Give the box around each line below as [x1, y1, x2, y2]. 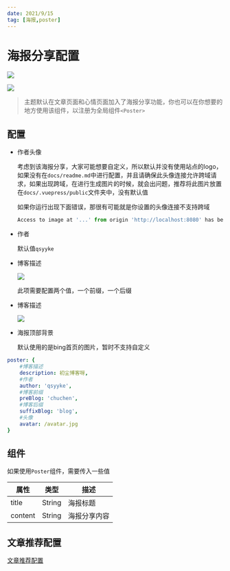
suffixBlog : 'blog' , [19, 408, 78, 415]
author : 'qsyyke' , [19, 382, 72, 389]
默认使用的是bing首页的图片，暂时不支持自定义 [16, 343, 150, 351]
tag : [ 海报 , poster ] [7, 16, 61, 23]
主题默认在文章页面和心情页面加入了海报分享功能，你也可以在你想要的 [23, 97, 223, 106]
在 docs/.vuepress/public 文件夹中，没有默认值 [16, 188, 149, 196]
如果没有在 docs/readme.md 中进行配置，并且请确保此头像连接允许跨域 [16, 171, 211, 179]
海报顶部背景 [16, 329, 54, 337]
